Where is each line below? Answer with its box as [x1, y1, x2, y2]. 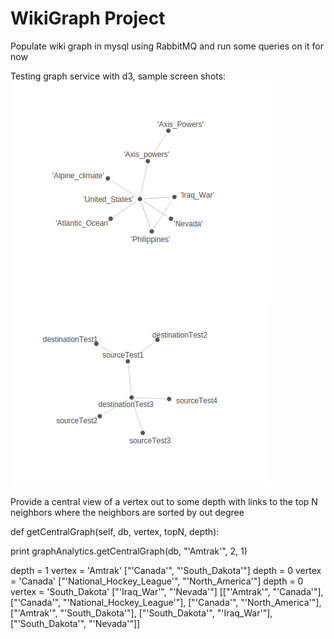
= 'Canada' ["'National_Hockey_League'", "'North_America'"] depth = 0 [10, 575, 304, 587]
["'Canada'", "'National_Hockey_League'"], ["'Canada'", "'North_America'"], [10, 596, 322, 608]
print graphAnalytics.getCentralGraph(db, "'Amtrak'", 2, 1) [10, 545, 248, 557]
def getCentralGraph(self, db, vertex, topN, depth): [10, 525, 220, 537]
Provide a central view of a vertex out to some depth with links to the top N [10, 495, 318, 507]
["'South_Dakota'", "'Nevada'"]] [10, 617, 141, 629]
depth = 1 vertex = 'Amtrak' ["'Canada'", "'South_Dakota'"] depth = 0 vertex [10, 564, 322, 576]
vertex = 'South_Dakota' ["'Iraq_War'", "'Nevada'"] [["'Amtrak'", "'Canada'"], [10, 585, 324, 597]
